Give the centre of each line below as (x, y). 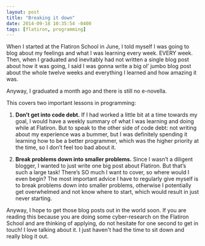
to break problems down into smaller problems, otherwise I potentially (103, 185)
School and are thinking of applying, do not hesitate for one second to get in (102, 223)
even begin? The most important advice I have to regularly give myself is (107, 179)
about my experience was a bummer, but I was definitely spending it (101, 134)
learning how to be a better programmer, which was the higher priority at (107, 141)
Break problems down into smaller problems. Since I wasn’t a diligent (104, 160)
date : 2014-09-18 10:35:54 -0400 (49, 23)
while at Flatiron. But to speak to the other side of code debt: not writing (106, 128)
